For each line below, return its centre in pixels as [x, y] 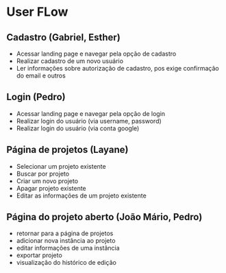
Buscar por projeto [43, 174]
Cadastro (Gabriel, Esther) [63, 37]
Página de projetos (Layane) [67, 150]
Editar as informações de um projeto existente [81, 195]
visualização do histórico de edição [66, 263]
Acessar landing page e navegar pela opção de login [91, 113]
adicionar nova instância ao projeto [66, 241]
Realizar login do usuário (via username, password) [89, 121]
